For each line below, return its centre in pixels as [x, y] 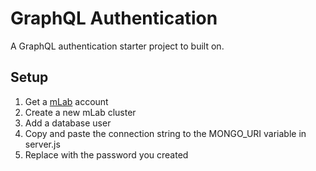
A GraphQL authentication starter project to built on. [117, 46]
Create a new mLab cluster [80, 112]
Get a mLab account [66, 101]
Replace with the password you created [106, 154]
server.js [42, 144]
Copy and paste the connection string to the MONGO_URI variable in [165, 133]
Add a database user [68, 123]
